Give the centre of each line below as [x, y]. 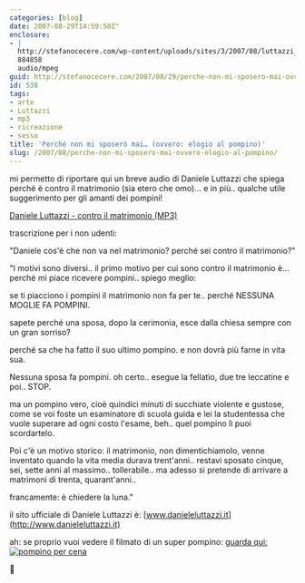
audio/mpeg [38, 69]
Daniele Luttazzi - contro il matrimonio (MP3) [93, 215]
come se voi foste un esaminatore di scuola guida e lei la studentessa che [148, 413]
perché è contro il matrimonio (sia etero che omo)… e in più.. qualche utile [148, 188]
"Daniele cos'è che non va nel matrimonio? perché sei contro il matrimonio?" [152, 250]
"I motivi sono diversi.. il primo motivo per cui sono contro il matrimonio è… [150, 267]
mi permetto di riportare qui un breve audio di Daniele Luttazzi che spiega [147, 179]
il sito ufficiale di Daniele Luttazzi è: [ [78, 514]
